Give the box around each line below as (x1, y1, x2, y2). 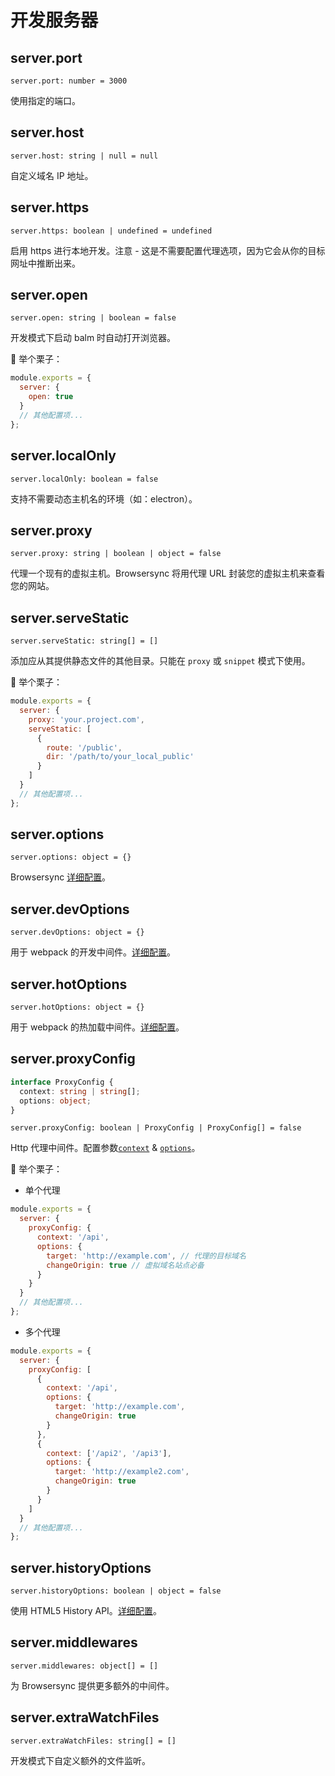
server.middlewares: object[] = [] (10, 1661, 159, 1671)
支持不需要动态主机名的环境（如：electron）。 (10, 492, 198, 505)
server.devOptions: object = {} (10, 927, 145, 938)
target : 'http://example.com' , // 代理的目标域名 (46, 1251, 247, 1261)
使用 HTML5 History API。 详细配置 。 (10, 1605, 162, 1617)
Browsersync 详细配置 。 (10, 871, 112, 883)
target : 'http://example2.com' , (54, 1467, 190, 1477)
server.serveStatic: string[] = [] (10, 636, 159, 646)
